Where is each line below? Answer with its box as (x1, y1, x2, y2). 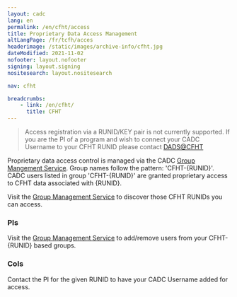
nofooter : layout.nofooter (7, 57, 87, 64)
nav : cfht (7, 82, 37, 89)
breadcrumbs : (7, 95, 46, 103)
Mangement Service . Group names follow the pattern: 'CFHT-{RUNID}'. (7, 164, 214, 172)
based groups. (33, 241, 76, 250)
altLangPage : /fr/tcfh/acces (7, 37, 93, 44)
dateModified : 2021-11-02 (7, 50, 83, 57)
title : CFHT (25, 108, 62, 115)
